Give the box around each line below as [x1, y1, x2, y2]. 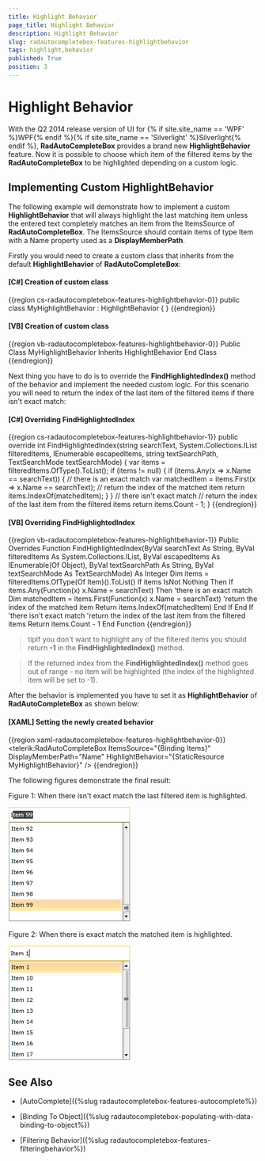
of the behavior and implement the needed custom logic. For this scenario [8, 380, 249, 390]
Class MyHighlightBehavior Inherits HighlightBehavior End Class [8, 348, 218, 357]
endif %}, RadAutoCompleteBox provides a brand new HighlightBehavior [8, 141, 251, 150]
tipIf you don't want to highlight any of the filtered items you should [27, 634, 247, 645]
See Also [8, 1075, 53, 1089]
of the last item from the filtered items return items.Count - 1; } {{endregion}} [8, 500, 257, 509]
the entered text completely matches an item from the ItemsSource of [8, 219, 236, 228]
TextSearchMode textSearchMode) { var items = [8, 458, 166, 467]
